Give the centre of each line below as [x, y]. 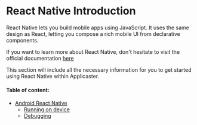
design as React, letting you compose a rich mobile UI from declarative [93, 33]
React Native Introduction [71, 11]
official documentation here [40, 58]
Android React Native [41, 103]
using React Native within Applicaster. [53, 76]
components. [22, 40]
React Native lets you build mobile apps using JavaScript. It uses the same [98, 28]
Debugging [38, 116]
